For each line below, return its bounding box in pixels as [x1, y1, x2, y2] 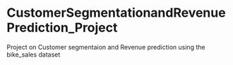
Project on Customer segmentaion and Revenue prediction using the [6, 43, 205, 51]
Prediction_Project [6, 20, 118, 36]
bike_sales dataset [6, 50, 61, 59]
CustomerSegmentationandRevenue [6, 5, 227, 21]
